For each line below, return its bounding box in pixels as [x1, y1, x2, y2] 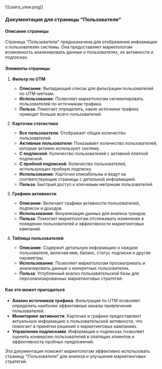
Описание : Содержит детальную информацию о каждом [19, 245, 138, 251]
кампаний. [19, 226, 41, 232]
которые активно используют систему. [19, 145, 101, 152]
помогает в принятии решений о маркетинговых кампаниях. [12, 323, 138, 329]
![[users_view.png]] [5, 4, 44, 10]
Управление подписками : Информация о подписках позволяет [12, 328, 145, 334]
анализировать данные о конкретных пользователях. [19, 265, 130, 271]
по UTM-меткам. [19, 91, 55, 96]
